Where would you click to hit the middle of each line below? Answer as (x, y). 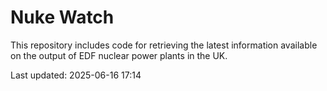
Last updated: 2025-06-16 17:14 (76, 75)
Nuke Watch (62, 17)
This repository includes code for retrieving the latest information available (164, 45)
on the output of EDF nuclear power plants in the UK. (119, 55)
